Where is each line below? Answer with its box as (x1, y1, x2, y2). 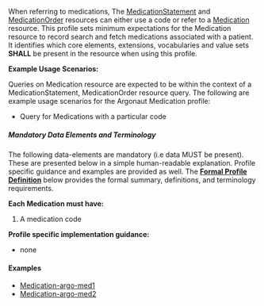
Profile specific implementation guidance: (8, 229, 150, 239)
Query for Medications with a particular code (19, 112, 166, 121)
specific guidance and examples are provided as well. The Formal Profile (8, 166, 247, 176)
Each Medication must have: (8, 198, 105, 208)
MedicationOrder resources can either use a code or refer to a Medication (8, 15, 250, 25)
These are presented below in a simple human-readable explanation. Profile (8, 158, 256, 167)
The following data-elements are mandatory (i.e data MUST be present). (8, 150, 244, 159)
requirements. (8, 183, 54, 193)
